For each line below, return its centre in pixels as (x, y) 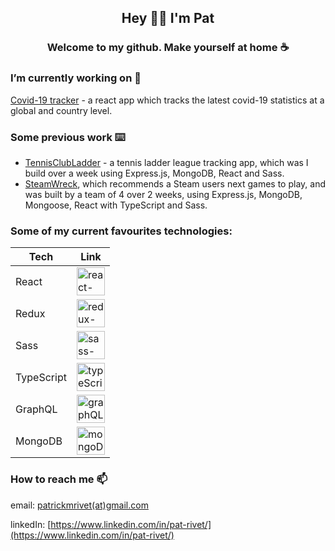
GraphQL (36, 409)
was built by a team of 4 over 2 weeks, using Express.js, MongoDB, (163, 194)
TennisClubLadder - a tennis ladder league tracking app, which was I (166, 162)
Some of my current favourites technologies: (121, 231)
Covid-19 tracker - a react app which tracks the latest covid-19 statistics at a (167, 100)
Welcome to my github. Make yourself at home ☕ (168, 48)
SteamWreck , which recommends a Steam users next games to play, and (175, 183)
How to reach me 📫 (59, 479)
